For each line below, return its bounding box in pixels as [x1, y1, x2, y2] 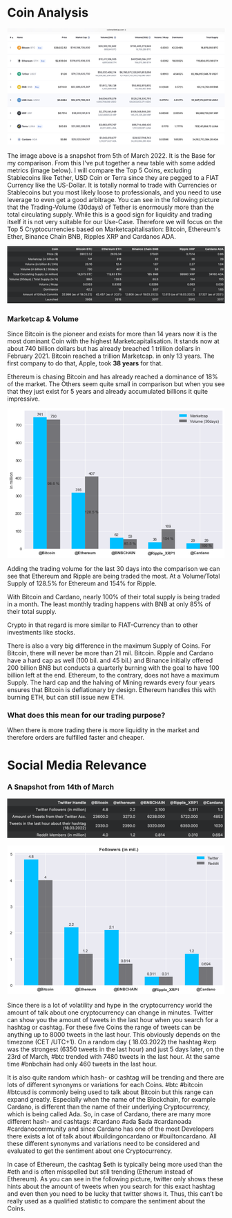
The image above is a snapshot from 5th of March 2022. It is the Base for [7, 152, 215, 160]
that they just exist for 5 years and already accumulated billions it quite [7, 388, 209, 396]
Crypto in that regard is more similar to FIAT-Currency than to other [7, 621, 198, 629]
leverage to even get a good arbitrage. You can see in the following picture [7, 196, 220, 204]
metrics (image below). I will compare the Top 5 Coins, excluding [7, 166, 192, 174]
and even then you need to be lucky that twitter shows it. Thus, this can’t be [7, 1189, 223, 1198]
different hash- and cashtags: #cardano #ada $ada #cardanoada [7, 1117, 192, 1125]
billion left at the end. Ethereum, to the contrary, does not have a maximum [7, 671, 220, 679]
